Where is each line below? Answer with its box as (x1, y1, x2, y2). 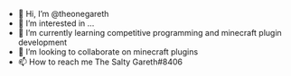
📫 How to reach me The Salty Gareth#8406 (17, 56, 183, 67)
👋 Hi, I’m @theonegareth (17, 9, 109, 19)
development (17, 37, 68, 47)
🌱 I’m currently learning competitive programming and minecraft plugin (17, 28, 282, 38)
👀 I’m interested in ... (17, 18, 95, 29)
